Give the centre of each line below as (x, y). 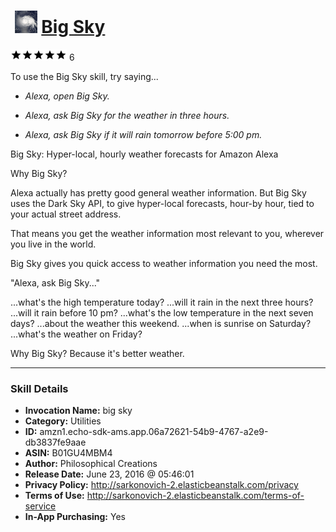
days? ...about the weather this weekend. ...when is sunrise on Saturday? (161, 323)
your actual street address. (66, 214)
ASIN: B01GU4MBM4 (68, 453)
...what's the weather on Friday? (76, 334)
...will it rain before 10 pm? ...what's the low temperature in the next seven (162, 312)
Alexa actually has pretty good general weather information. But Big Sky (158, 192)
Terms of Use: (54, 496)
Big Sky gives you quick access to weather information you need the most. (164, 263)
